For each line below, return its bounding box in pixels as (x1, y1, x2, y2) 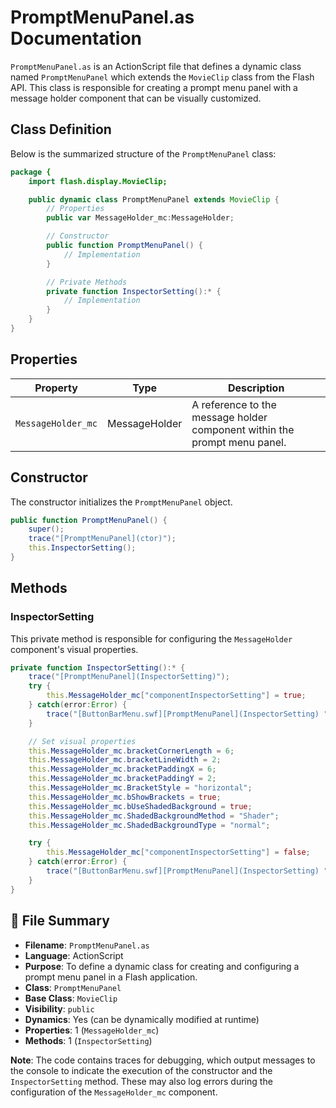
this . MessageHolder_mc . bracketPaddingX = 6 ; (28, 764, 217, 775)
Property (34, 381, 78, 395)
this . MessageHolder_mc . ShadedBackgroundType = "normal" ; (28, 820, 271, 830)
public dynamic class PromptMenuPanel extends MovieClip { (28, 194, 280, 205)
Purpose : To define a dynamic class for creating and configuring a (24, 960, 300, 972)
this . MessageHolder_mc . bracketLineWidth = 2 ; (28, 755, 222, 765)
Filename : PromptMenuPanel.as (24, 939, 150, 951)
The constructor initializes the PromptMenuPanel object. (10, 496, 233, 508)
